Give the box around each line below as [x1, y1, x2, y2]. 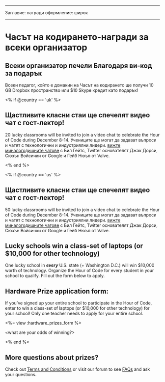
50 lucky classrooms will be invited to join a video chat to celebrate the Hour [5, 207, 160, 213]
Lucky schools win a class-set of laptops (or [5, 242, 143, 250]
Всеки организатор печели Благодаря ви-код [5, 61, 152, 70]
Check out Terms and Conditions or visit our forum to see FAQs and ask [5, 366, 150, 372]
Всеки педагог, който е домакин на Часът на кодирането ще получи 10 [5, 82, 154, 88]
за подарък [5, 69, 42, 78]
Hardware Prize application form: [5, 287, 109, 295]
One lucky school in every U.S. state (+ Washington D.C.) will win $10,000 [5, 262, 155, 268]
